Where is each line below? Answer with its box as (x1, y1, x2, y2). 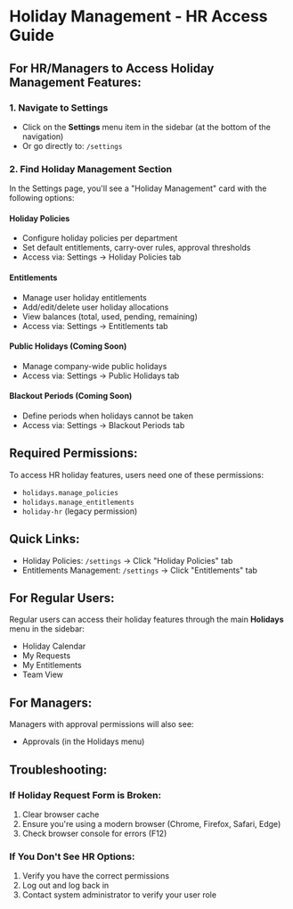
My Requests (21, 650, 71, 661)
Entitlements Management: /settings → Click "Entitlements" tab (21, 565, 258, 575)
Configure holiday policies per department (21, 233, 178, 244)
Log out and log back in (21, 880, 110, 891)
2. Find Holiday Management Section (9, 162, 172, 175)
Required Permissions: (9, 446, 138, 461)
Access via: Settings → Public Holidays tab (21, 370, 180, 381)
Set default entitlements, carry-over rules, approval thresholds (21, 243, 251, 253)
